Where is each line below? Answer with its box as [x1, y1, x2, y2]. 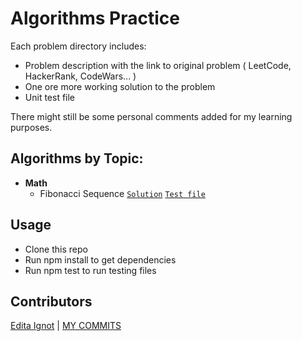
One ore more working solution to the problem [24, 80, 216, 92]
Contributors [10, 293, 93, 310]
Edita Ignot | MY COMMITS [10, 320, 122, 332]
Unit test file [24, 91, 76, 103]
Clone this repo [24, 243, 88, 255]
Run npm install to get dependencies [24, 253, 177, 266]
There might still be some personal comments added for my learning [10, 110, 293, 122]
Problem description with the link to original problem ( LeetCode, [24, 59, 292, 71]
